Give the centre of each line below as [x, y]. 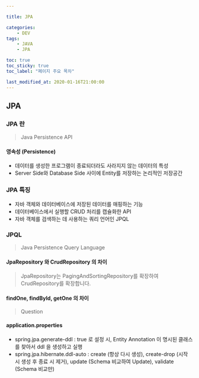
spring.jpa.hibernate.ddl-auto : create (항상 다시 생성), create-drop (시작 [101, 354]
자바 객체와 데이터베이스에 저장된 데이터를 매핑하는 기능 [79, 204]
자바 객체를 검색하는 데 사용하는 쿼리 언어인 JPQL [72, 219]
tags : [13, 39]
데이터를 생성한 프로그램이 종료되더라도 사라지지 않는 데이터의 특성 [92, 166]
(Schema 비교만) [35, 369]
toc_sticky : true [28, 66]
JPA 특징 [18, 190]
